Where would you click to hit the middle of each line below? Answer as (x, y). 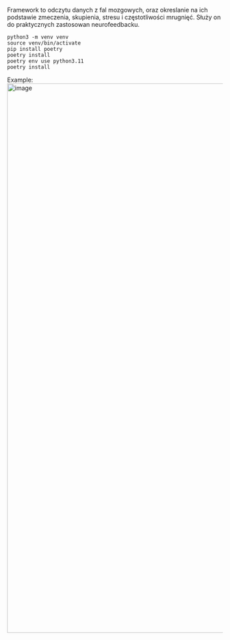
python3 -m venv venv (38, 37)
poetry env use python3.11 (46, 61)
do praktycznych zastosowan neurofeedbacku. (74, 24)
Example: (20, 80)
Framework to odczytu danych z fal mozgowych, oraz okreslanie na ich (107, 10)
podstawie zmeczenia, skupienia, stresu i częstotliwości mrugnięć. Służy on (114, 17)
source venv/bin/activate (44, 43)
